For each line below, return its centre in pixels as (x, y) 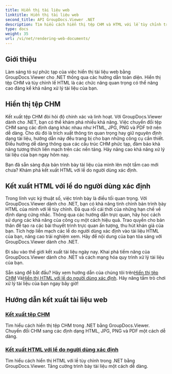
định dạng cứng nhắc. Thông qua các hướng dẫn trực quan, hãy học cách (83, 215)
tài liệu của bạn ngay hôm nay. (38, 155)
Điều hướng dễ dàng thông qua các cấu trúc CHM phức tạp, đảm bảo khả (83, 143)
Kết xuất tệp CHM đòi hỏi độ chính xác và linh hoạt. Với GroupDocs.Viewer (84, 116)
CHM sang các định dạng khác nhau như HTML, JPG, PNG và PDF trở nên (83, 127)
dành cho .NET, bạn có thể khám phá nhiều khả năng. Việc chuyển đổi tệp (83, 122)
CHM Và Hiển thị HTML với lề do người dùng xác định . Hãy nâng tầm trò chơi (85, 278)
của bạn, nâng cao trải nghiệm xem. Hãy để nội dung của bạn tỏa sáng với (84, 237)
